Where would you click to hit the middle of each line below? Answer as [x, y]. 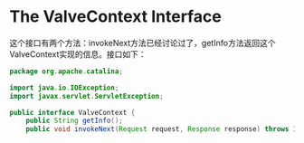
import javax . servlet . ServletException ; [87, 96]
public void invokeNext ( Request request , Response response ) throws [157, 129]
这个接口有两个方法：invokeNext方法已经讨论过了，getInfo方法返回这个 [142, 43]
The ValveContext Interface [115, 17]
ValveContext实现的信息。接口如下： [78, 54]
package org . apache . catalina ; [66, 71]
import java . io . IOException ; [64, 88]
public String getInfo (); [75, 121]
